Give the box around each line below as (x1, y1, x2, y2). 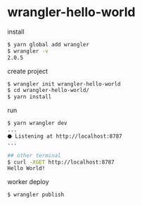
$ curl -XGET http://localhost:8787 (7, 159, 115, 166)
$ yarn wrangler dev (7, 120, 68, 127)
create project (7, 67, 48, 75)
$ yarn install (7, 93, 52, 100)
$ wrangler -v (7, 47, 49, 55)
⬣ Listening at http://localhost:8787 (7, 133, 122, 140)
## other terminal (7, 152, 61, 159)
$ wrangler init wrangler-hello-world (7, 80, 121, 88)
